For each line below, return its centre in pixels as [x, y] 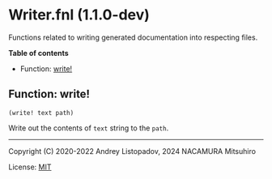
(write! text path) [41, 113]
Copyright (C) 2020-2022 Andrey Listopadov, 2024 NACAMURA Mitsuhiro [132, 151]
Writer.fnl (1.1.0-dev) [79, 15]
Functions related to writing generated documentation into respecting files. [133, 37]
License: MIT [30, 167]
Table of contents [38, 53]
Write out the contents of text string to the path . [89, 128]
